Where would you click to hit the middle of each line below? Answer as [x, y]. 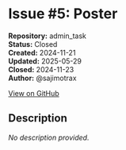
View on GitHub [34, 93]
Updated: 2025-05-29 [45, 61]
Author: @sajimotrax [42, 78]
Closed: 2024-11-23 [41, 69]
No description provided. [49, 137]
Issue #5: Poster [63, 14]
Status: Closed [33, 44]
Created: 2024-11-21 [42, 52]
